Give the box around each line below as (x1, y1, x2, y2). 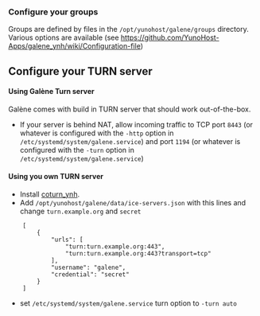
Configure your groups (8, 6, 99, 18)
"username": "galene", (50, 263, 126, 272)
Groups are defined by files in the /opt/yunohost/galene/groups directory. (8, 25, 249, 34)
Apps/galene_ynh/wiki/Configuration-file (8, 41, 141, 51)
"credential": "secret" (50, 271, 130, 279)
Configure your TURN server (8, 64, 153, 78)
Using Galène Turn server (8, 87, 95, 96)
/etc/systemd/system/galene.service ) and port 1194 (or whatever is (19, 136, 241, 146)
